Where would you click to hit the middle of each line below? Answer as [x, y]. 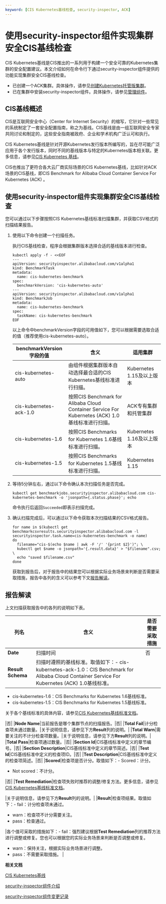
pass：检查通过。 [30, 821]
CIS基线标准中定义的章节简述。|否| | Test [108, 748]
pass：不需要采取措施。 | [38, 854]
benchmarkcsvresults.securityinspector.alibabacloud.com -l [75, 532]
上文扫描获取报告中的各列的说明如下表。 [46, 608]
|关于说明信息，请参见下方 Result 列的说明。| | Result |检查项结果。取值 [76, 798]
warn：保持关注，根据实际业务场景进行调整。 [59, 848]
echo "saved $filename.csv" [46, 558]
